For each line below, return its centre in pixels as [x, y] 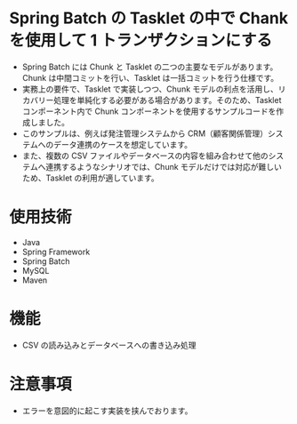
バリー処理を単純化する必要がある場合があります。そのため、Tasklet [156, 100]
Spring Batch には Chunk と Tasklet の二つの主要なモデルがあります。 [150, 67]
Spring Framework [56, 252]
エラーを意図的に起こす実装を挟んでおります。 [107, 411]
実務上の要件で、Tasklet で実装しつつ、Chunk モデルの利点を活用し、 [150, 89]
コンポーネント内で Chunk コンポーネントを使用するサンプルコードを [149, 111]
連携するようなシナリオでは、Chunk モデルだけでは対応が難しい [164, 166]
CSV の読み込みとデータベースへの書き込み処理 [109, 345]
